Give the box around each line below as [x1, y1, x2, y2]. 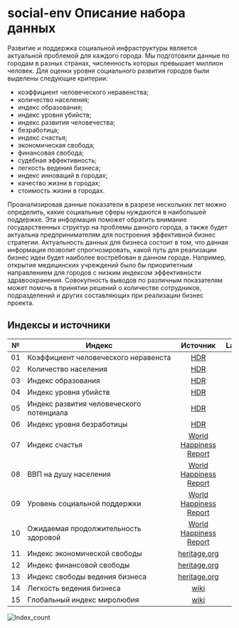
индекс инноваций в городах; [17, 171, 108, 180]
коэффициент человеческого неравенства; [17, 88, 149, 96]
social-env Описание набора [7, 5, 186, 21]
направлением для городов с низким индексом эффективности [7, 268, 201, 277]
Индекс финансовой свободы [27, 560, 130, 570]
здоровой [27, 532, 61, 542]
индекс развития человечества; [17, 118, 116, 126]
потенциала [27, 408, 68, 418]
